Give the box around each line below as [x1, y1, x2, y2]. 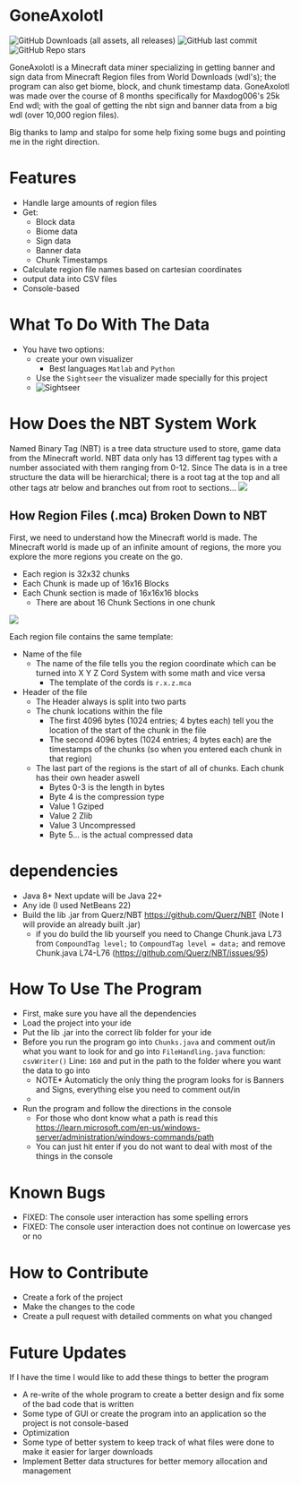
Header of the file [21, 686, 88, 697]
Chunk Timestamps [35, 254, 108, 265]
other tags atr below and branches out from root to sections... [9, 482, 237, 493]
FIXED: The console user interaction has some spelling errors [21, 1212, 249, 1223]
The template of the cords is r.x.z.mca [48, 677, 192, 688]
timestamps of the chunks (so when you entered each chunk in [48, 743, 282, 754]
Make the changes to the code [21, 1301, 136, 1312]
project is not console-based [21, 1418, 129, 1429]
